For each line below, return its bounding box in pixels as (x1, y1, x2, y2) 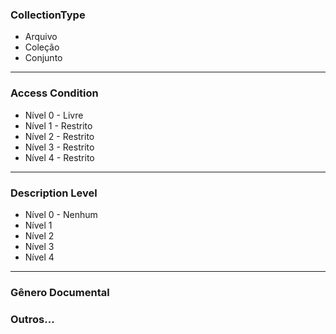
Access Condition (10, 86, 99, 100)
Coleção (24, 41, 60, 53)
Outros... (10, 312, 55, 326)
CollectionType (10, 8, 86, 22)
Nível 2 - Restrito (24, 130, 95, 142)
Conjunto (24, 52, 63, 64)
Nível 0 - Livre (24, 109, 84, 121)
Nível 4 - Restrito (24, 151, 95, 163)
